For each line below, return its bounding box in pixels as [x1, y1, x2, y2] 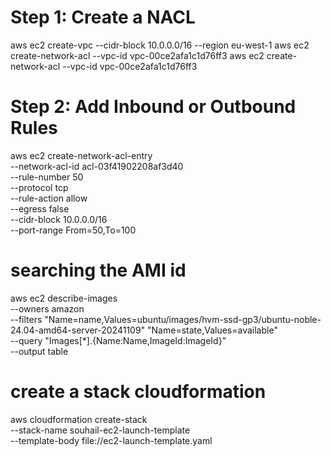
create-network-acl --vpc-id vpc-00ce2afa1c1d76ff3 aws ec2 [10, 49, 265, 61]
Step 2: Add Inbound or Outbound [10, 96, 297, 118]
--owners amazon [10, 302, 85, 315]
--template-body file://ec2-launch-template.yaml [10, 434, 213, 446]
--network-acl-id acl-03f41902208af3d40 [10, 160, 184, 172]
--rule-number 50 [10, 171, 84, 183]
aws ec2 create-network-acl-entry [10, 149, 153, 161]
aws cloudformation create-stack [10, 413, 148, 425]
